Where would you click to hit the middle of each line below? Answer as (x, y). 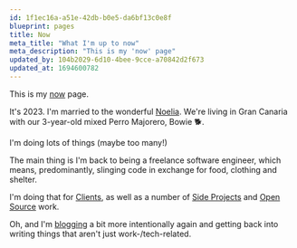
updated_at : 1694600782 (54, 69)
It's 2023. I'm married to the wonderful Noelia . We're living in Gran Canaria (148, 111)
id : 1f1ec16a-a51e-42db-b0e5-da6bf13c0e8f (91, 18)
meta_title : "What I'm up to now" (75, 43)
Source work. (34, 206)
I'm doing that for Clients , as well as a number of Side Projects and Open (145, 196)
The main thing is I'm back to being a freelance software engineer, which (145, 160)
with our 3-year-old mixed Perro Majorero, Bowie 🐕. (107, 121)
